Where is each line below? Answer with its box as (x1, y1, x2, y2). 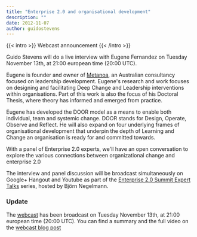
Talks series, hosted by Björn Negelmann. (6, 183, 109, 190)
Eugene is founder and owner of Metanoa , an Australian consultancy (6, 71, 175, 78)
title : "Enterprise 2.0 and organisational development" (6, 8, 151, 15)
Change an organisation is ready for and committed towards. (6, 134, 156, 141)
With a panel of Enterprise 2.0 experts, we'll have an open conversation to (6, 145, 189, 153)
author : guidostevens (6, 25, 60, 32)
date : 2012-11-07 (6, 20, 50, 26)
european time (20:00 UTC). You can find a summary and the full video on (6, 217, 189, 224)
